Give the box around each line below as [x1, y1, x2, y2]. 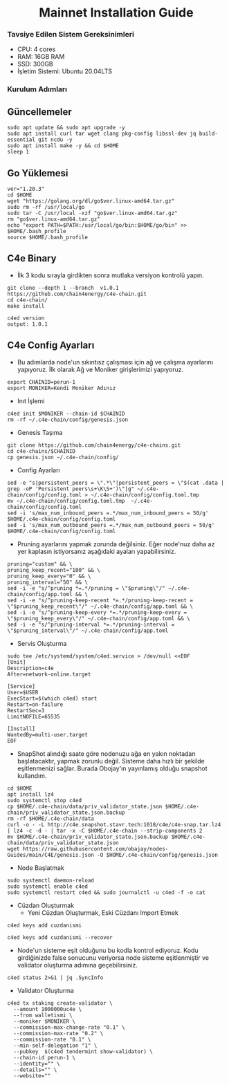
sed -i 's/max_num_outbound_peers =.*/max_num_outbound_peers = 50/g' [7, 521, 215, 528]
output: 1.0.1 [7, 320, 48, 328]
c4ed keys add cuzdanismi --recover [7, 934, 113, 941]
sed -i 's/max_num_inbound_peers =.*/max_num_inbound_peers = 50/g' [7, 510, 209, 517]
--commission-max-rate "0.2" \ [13, 1030, 104, 1037]
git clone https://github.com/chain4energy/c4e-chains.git [7, 441, 181, 449]
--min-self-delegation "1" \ [13, 1042, 98, 1049]
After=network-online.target [7, 671, 91, 678]
